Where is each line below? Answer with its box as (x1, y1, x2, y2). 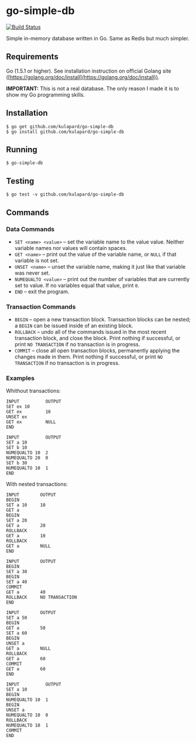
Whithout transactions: (6, 388, 61, 395)
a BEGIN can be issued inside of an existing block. (14, 322, 133, 329)
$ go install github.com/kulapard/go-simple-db (6, 129, 125, 135)
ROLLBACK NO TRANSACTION (6, 594, 77, 601)
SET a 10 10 (6, 502, 46, 508)
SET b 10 (6, 445, 27, 451)
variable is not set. (14, 256, 60, 264)
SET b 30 (6, 460, 27, 466)
